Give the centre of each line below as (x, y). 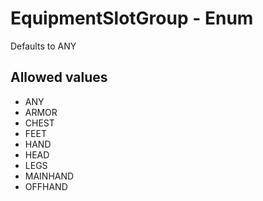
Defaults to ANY (43, 46)
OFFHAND (46, 186)
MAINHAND (49, 176)
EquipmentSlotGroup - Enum (132, 18)
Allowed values (59, 77)
